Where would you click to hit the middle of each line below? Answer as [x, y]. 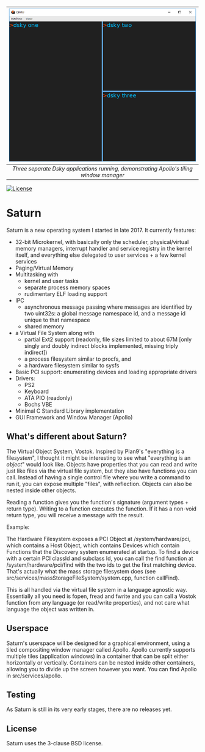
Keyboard [36, 391]
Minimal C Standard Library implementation [70, 411]
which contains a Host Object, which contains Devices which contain [93, 545]
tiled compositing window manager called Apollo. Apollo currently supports [101, 649]
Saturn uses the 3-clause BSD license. [55, 743]
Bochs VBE [38, 404]
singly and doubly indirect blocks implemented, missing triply [101, 345]
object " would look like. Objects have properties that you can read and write [102, 464]
